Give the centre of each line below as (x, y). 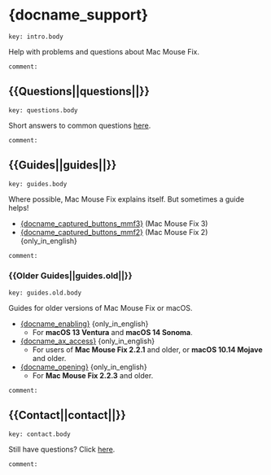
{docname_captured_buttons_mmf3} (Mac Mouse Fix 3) (114, 223)
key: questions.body (44, 110)
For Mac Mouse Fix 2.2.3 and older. (93, 375)
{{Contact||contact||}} (67, 415)
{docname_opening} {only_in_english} (84, 367)
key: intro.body (36, 37)
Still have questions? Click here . (62, 449)
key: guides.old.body (45, 293)
